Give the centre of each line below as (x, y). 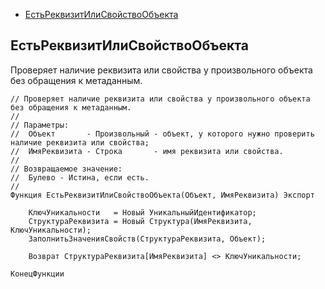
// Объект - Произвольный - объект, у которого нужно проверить (162, 134)
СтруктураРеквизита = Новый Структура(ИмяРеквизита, (140, 221)
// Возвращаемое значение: (66, 169)
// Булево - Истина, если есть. (80, 177)
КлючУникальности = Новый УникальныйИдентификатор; (142, 212)
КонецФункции (37, 274)
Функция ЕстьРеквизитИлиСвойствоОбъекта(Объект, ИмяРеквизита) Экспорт (162, 195)
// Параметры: (40, 125)
